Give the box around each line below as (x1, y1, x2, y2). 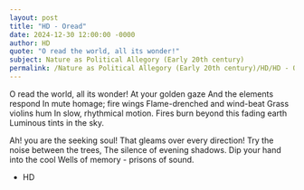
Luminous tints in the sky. (9, 117, 105, 128)
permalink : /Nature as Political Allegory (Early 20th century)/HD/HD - (9, 64, 290, 73)
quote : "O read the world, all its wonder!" (9, 47, 180, 56)
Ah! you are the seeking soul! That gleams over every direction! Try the (9, 135, 274, 146)
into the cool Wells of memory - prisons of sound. (9, 154, 195, 165)
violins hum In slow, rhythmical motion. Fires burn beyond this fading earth (9, 108, 288, 119)
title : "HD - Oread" (9, 22, 88, 31)
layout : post (9, 13, 59, 23)
